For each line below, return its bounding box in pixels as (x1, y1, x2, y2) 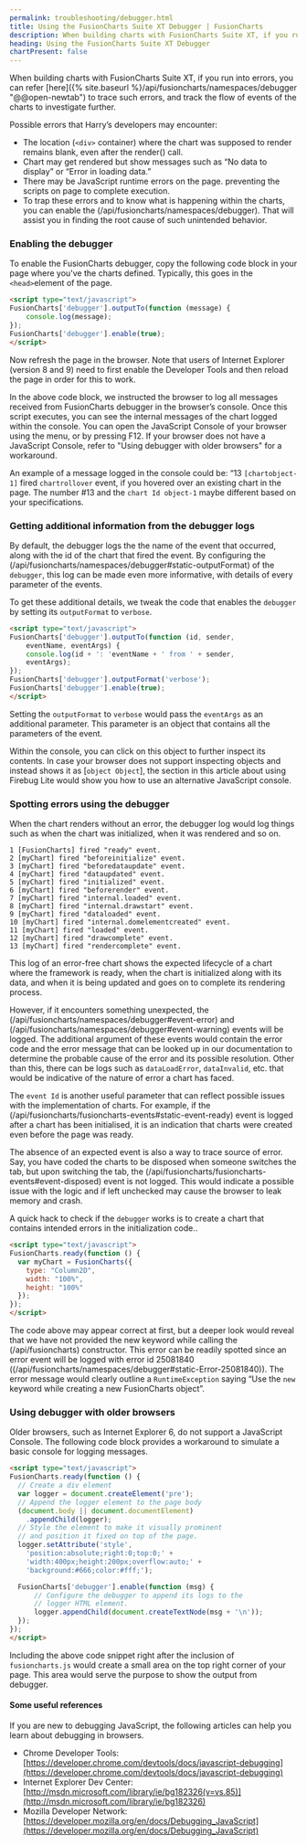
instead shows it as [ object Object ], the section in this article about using (9, 765, 286, 776)
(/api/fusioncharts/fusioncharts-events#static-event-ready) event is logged (9, 1109, 294, 1120)
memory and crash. (9, 1195, 83, 1206)
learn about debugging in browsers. (9, 1730, 144, 1741)
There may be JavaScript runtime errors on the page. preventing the (22, 175, 281, 187)
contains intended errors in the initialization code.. (9, 1223, 198, 1234)
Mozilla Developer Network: (22, 1806, 128, 1817)
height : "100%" (26, 1283, 84, 1292)
